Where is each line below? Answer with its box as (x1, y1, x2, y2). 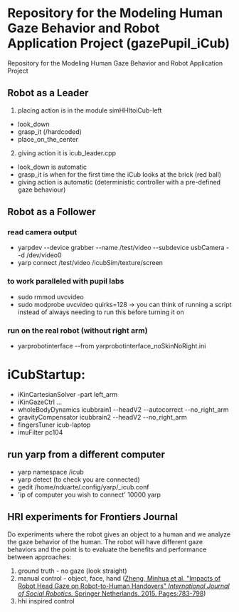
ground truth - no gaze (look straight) (17, 566, 127, 575)
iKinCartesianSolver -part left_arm (17, 390, 118, 398)
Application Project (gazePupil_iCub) (7, 36, 230, 51)
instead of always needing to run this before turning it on (17, 308, 184, 316)
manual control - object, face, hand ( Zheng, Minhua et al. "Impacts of (17, 574, 221, 582)
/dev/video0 (26, 251, 62, 259)
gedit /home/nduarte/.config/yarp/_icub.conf (17, 482, 149, 491)
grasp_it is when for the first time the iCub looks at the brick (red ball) (17, 170, 222, 179)
